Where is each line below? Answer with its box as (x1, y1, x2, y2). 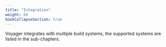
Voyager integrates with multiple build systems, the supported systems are (5, 31, 161, 37)
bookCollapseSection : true (5, 17, 62, 22)
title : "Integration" (5, 7, 51, 13)
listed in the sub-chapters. (5, 36, 60, 42)
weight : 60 (5, 12, 28, 17)
